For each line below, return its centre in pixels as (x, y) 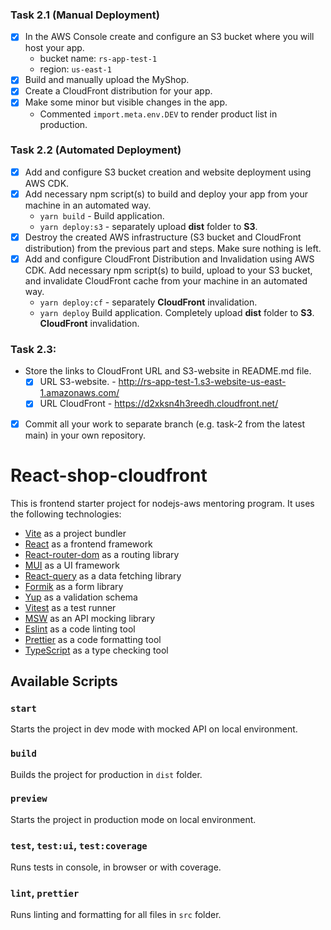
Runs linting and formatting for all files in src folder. (116, 915)
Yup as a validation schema (81, 597)
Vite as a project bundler (75, 533)
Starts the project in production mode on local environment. (133, 819)
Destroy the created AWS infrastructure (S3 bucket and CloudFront (163, 237)
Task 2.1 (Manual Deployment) (85, 15)
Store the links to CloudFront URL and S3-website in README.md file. (168, 371)
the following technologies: (66, 514)
